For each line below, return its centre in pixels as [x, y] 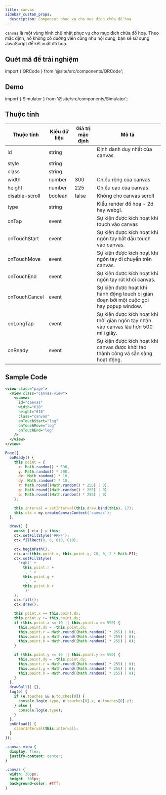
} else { [23, 706]
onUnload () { [23, 724]
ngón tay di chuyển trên [124, 259]
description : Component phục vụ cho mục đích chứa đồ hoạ [71, 19]
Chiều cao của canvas [122, 188]
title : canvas [20, 10]
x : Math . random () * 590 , [44, 467]
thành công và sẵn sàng [124, 353]
